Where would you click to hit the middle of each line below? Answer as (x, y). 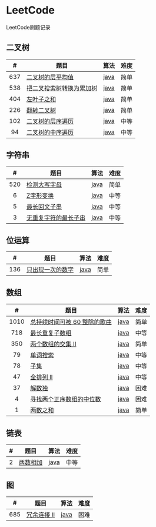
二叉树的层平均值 (50, 77)
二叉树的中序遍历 (50, 132)
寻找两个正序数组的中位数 (66, 399)
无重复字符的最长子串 (56, 217)
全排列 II (42, 377)
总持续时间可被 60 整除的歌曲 (71, 322)
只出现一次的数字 (50, 270)
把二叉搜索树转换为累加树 (62, 88)
